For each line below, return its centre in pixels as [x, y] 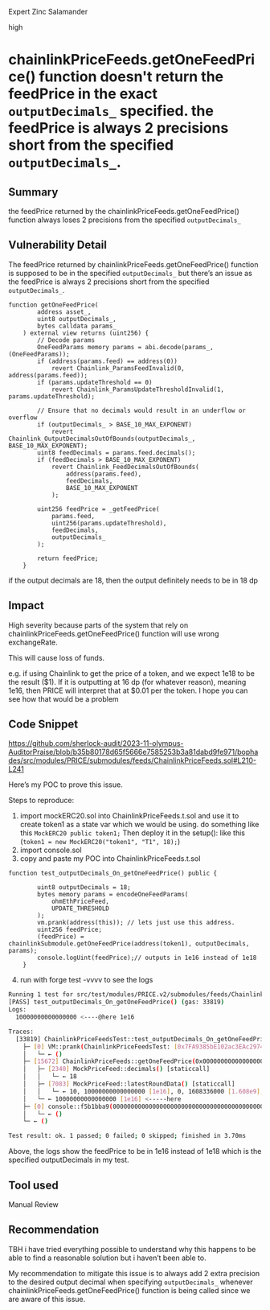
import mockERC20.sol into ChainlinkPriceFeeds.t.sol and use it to [129, 816]
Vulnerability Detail [57, 245]
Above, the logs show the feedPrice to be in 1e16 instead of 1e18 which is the [135, 1151]
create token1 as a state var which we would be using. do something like [139, 825]
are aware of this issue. [47, 1299]
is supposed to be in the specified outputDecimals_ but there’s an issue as [131, 273]
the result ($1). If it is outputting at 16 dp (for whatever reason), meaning [127, 682]
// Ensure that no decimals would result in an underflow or [142, 410]
